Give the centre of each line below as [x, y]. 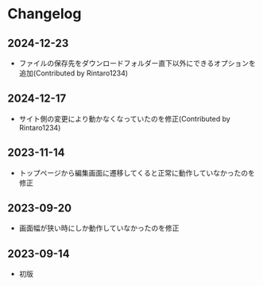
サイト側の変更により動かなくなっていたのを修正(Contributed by [125, 118]
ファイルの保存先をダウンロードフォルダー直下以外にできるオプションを [137, 63]
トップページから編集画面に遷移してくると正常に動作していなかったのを [137, 172]
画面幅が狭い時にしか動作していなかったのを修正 [99, 228]
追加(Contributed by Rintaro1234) [73, 73]
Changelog [44, 14]
